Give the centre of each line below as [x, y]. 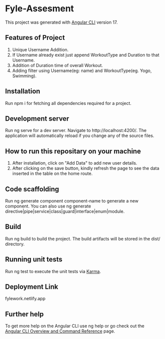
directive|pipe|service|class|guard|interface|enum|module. [65, 211]
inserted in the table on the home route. [52, 173]
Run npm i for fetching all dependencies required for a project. [68, 103]
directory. [15, 244]
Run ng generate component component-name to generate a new [72, 201]
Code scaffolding [32, 189]
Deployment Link [32, 287]
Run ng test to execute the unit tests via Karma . [53, 271]
